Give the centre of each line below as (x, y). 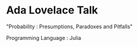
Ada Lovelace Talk (52, 10)
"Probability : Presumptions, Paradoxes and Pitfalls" (69, 26)
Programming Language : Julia (44, 38)
